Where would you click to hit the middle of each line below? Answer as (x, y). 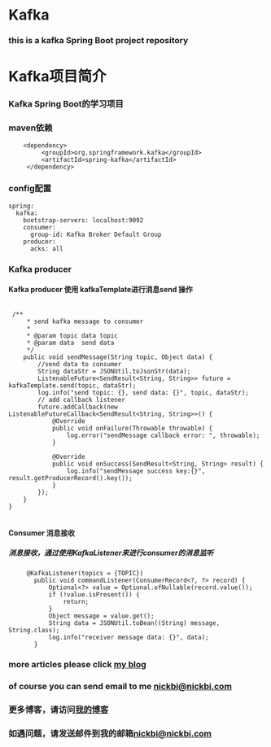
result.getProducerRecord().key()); (70, 478)
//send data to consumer (80, 364)
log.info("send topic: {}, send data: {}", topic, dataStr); (144, 392)
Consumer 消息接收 (42, 533)
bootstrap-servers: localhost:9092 (83, 220)
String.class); (34, 630)
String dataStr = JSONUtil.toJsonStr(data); (114, 371)
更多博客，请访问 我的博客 (59, 710)
